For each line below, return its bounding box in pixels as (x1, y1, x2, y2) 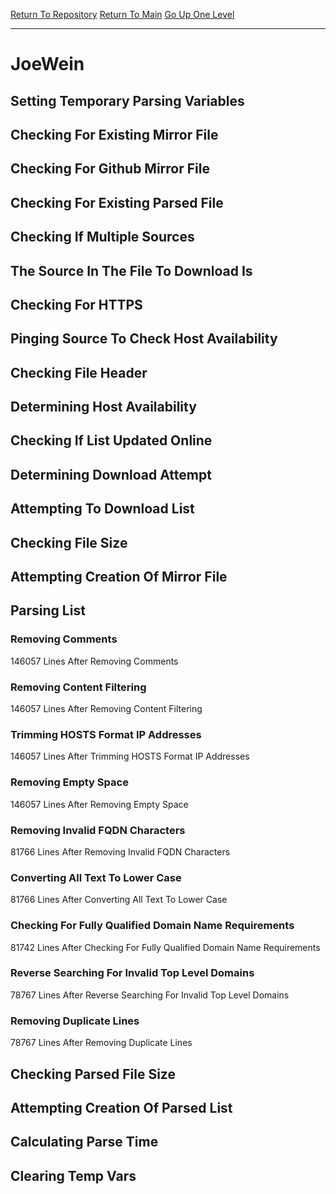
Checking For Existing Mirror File (10, 126, 219, 143)
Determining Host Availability (10, 399, 197, 416)
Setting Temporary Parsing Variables (10, 92, 245, 109)
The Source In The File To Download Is (10, 262, 253, 279)
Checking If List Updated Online (10, 432, 213, 449)
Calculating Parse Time (10, 1134, 159, 1151)
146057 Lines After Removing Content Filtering (10, 703, 203, 715)
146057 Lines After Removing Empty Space (10, 798, 189, 810)
